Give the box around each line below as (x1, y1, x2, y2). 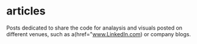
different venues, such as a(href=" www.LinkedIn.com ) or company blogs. (6, 30, 191, 37)
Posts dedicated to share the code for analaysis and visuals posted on (6, 24, 183, 31)
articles (6, 4, 46, 18)
